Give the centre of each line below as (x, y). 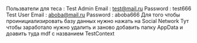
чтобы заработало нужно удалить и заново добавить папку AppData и (95, 27)
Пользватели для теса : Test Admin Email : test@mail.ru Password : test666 (99, 9)
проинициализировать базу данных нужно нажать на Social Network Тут (98, 21)
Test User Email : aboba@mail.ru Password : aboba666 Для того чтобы (93, 15)
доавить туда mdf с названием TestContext (60, 34)
